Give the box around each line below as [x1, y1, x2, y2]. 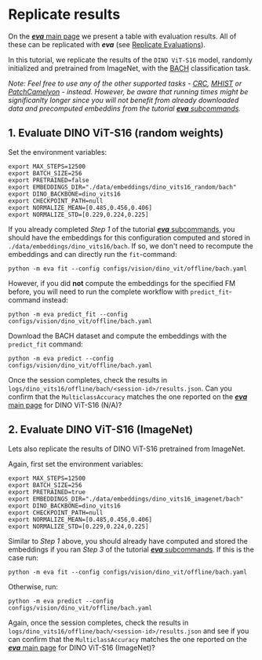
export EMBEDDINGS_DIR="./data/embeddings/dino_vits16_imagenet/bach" [8, 495, 244, 503]
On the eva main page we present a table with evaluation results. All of [8, 31, 237, 41]
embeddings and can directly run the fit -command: [8, 249, 178, 258]
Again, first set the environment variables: [8, 459, 144, 468]
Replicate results [8, 5, 121, 24]
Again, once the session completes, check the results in [8, 618, 189, 627]
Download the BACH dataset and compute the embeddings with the [8, 331, 227, 340]
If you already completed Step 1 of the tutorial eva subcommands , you [8, 224, 235, 233]
